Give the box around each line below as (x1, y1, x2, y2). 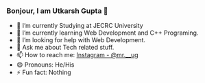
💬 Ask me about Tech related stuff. (16, 44, 114, 52)
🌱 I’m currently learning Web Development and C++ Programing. (16, 29, 199, 37)
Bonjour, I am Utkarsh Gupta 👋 (6, 6, 108, 16)
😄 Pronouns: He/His (16, 61, 75, 69)
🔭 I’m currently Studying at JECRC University (16, 22, 143, 30)
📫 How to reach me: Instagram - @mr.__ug (16, 51, 138, 59)
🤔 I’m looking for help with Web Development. (16, 36, 145, 44)
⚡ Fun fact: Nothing (16, 68, 71, 77)
